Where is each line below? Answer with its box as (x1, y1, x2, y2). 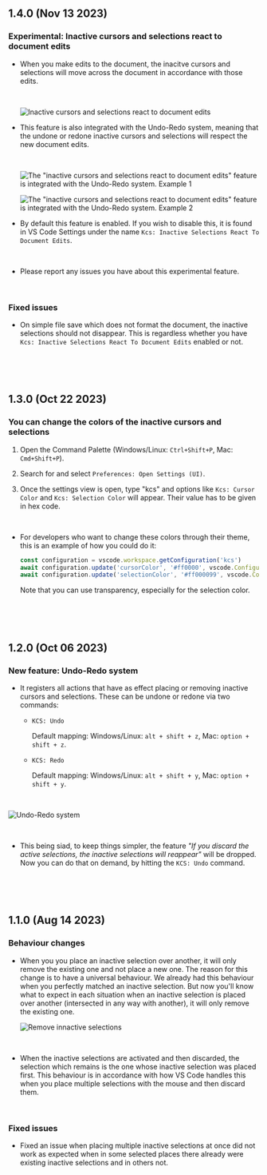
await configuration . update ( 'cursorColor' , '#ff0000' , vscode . (19, 564, 235, 572)
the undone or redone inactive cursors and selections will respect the (19, 131, 249, 141)
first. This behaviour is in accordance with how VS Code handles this (19, 1070, 246, 1080)
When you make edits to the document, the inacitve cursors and (19, 59, 231, 69)
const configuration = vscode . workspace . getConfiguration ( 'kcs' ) (19, 556, 241, 564)
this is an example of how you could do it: (19, 540, 157, 550)
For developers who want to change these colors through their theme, (19, 532, 250, 542)
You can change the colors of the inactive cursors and (8, 416, 222, 428)
